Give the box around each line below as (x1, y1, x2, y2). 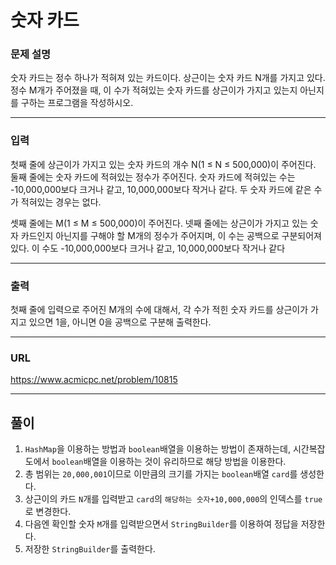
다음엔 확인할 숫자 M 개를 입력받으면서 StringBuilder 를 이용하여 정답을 (24, 518, 299, 530)
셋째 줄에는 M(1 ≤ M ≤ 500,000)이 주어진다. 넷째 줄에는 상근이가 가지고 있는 (10, 217, 308, 229)
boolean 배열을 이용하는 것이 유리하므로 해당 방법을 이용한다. (51, 456, 287, 468)
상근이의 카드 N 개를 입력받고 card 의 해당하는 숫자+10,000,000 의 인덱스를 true (24, 493, 323, 505)
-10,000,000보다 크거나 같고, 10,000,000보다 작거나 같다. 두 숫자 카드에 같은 (10, 183, 312, 195)
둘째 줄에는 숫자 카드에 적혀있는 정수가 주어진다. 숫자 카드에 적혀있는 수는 (10, 171, 296, 183)
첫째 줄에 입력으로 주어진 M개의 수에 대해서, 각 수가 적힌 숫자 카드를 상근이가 (10, 304, 309, 316)
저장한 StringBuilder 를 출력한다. (24, 543, 156, 555)
